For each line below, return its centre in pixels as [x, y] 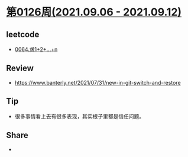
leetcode [23, 34]
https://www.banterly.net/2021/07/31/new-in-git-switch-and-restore [98, 82]
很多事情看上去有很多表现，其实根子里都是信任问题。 [80, 116]
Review [20, 68]
